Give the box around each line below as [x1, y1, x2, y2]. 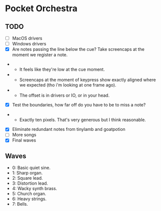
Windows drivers [12, 41, 46, 47]
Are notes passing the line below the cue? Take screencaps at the [12, 46, 145, 52]
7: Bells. [12, 201, 28, 207]
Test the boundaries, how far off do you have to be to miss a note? [12, 102, 146, 108]
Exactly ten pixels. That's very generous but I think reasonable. [19, 117, 146, 123]
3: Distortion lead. [12, 180, 48, 186]
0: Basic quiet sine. [12, 165, 51, 171]
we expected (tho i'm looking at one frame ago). [19, 82, 117, 88]
